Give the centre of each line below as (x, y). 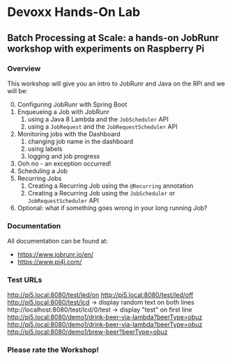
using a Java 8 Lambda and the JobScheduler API (98, 119)
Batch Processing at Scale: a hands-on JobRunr (113, 38)
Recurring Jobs (39, 178)
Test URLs (25, 280)
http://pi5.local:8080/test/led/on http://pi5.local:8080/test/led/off (100, 295)
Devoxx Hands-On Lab (74, 12)
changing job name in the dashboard (80, 141)
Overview (24, 68)
